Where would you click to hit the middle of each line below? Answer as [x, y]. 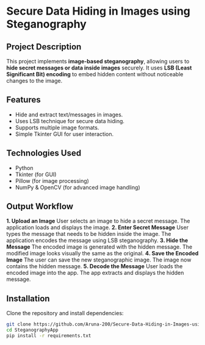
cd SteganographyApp [33, 330]
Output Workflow [40, 206]
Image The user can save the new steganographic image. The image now [99, 260]
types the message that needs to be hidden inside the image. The [89, 234]
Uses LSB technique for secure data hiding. [70, 121]
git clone [19, 324]
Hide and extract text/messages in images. [69, 115]
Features [23, 100]
